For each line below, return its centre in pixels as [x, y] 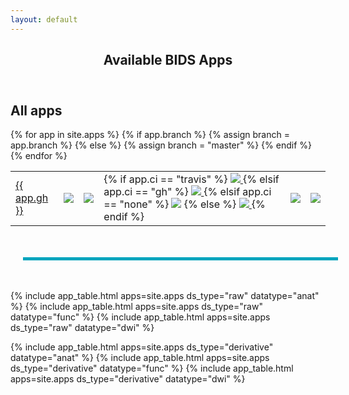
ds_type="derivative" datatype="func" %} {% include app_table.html [152, 368]
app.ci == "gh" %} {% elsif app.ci [187, 192]
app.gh [32, 198]
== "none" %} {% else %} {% [184, 204]
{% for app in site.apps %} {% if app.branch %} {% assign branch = [150, 135]
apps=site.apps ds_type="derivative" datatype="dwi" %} [128, 379]
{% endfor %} [39, 156]
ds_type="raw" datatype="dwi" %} [82, 328]
